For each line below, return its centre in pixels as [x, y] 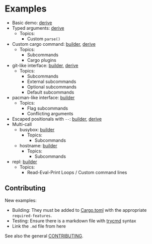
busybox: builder [37, 129]
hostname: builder [38, 145]
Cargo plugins [42, 60]
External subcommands [52, 82]
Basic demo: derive [32, 23]
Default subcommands [51, 92]
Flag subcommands [48, 108]
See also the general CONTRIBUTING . [44, 236]
